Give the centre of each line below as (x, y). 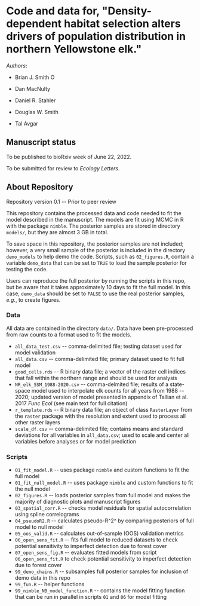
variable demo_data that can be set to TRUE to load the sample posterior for (96, 263)
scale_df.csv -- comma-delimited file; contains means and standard (99, 429)
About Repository (40, 187)
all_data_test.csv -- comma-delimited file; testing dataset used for (98, 346)
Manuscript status (41, 143)
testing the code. (27, 269)
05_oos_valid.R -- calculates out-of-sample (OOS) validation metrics (99, 534)
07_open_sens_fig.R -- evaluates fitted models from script (86, 553)
